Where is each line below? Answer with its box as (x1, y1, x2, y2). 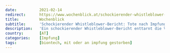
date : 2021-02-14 (5, 7, 62, 13)
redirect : (5, 12, 26, 17)
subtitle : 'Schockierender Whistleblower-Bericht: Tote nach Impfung (5, 21, 166, 27)
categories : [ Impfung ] (5, 36, 60, 41)
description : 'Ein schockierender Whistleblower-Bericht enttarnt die (5, 26, 162, 31)
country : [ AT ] (5, 31, 49, 36)
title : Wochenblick (5, 17, 65, 22)
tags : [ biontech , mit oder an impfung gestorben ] (5, 40, 133, 45)
